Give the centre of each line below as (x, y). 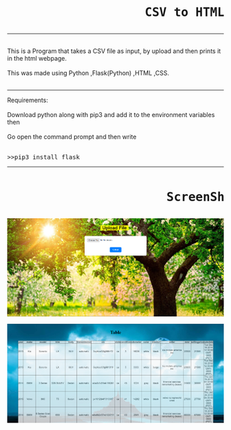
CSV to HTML (185, 12)
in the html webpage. (37, 58)
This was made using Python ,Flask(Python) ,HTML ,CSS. (88, 73)
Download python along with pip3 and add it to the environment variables (111, 114)
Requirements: (27, 100)
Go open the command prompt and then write (72, 136)
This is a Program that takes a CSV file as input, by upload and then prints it (114, 51)
